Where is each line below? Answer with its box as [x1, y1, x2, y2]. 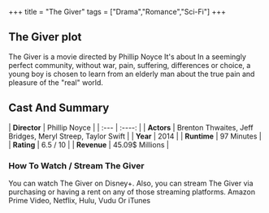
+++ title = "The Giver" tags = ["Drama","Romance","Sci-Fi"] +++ [8, 7, 226, 16]
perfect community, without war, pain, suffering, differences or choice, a [8, 60, 251, 70]
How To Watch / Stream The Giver [8, 160, 145, 171]
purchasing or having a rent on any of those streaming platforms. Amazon [8, 186, 256, 197]
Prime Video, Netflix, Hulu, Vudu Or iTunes [8, 195, 151, 205]
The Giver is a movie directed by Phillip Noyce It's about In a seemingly [8, 52, 246, 62]
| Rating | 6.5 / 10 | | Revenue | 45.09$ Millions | [8, 139, 169, 149]
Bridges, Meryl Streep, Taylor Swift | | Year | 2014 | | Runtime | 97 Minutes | [8, 131, 262, 141]
